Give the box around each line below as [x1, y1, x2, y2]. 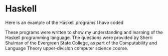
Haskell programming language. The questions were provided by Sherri [5, 34, 153, 40]
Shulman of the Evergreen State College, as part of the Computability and [5, 39, 157, 45]
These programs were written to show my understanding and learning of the [5, 29, 163, 35]
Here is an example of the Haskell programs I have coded [5, 19, 124, 25]
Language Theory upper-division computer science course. [5, 45, 129, 51]
